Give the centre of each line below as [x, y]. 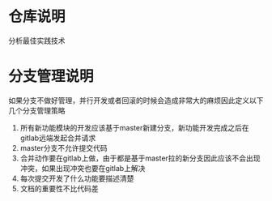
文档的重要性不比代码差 [59, 188]
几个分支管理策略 [37, 110]
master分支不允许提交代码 [64, 148]
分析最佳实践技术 [37, 41]
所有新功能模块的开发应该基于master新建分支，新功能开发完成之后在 [134, 127]
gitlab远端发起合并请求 [58, 138]
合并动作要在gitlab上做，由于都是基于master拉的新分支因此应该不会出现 [140, 158]
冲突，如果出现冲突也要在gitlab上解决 [83, 168]
